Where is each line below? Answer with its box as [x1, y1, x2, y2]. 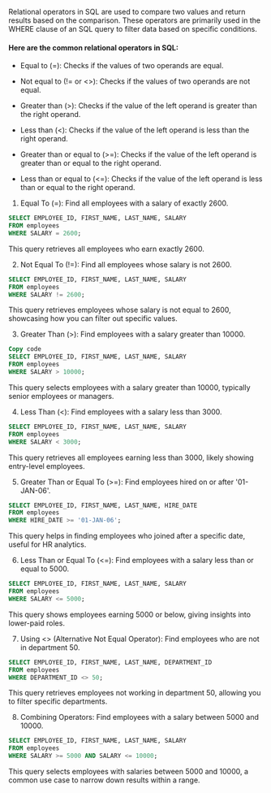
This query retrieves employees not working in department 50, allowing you [8, 688, 261, 698]
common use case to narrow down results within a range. [8, 775, 200, 785]
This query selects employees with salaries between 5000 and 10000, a [8, 767, 249, 777]
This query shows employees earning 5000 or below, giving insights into [8, 609, 252, 619]
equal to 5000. [19, 564, 70, 574]
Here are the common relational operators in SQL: [8, 42, 179, 52]
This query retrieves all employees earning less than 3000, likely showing [8, 453, 254, 462]
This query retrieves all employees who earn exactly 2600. [8, 244, 204, 253]
